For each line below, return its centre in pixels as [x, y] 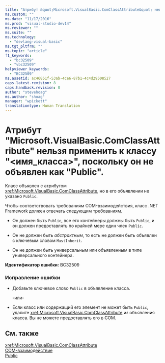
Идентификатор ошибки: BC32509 [42, 264]
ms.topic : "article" [26, 51]
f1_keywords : [18, 55]
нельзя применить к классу [97, 151]
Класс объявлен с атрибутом [36, 186]
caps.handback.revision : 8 [33, 87]
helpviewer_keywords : [27, 69]
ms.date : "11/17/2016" [28, 19]
